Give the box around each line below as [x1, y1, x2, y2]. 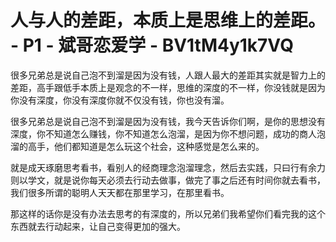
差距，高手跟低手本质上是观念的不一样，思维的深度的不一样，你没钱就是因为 [10, 81, 326, 93]
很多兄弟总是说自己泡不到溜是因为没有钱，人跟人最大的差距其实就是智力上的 [10, 69, 326, 81]
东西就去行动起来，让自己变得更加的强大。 [10, 220, 186, 232]
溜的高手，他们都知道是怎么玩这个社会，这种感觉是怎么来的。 [10, 140, 265, 152]
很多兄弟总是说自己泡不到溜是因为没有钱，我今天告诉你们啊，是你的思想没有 [10, 115, 326, 127]
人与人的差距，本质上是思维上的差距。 [10, 9, 327, 32]
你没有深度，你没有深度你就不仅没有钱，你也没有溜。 [10, 94, 230, 106]
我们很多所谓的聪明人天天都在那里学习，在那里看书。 [10, 186, 230, 198]
